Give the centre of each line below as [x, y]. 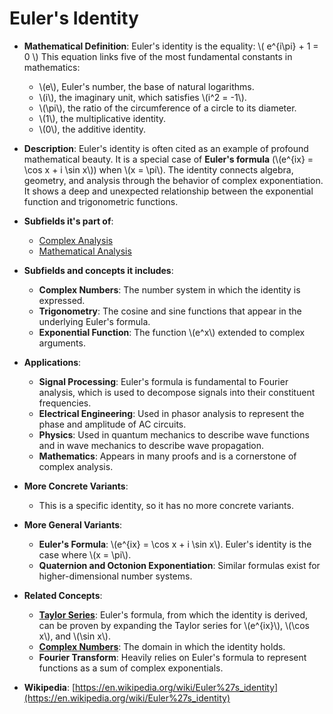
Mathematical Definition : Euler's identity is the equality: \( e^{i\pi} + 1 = [171, 46]
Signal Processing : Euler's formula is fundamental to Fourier [163, 381]
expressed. [62, 300]
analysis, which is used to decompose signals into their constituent [177, 392]
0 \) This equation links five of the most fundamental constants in [158, 56]
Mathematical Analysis [85, 251]
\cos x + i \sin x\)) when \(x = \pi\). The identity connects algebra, [158, 169]
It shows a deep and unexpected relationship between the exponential [168, 191]
